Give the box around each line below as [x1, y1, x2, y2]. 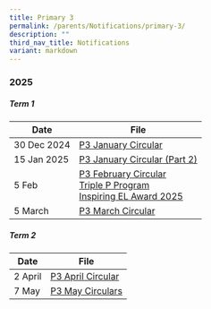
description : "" [9, 30, 70, 39]
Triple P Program [79, 179, 150, 192]
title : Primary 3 [9, 13, 74, 22]
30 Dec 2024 [13, 139, 71, 151]
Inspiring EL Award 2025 [79, 190, 183, 202]
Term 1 [9, 98, 35, 108]
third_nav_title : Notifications [9, 38, 130, 47]
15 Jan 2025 [13, 153, 70, 166]
